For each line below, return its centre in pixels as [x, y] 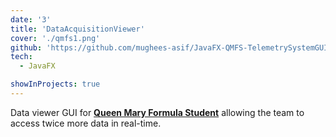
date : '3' [31, 19]
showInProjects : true [55, 84]
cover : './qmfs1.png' [55, 38]
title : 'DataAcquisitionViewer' [77, 29]
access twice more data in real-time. [86, 123]
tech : [21, 57]
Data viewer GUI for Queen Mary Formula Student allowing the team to [157, 112]
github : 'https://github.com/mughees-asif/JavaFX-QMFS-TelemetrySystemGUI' [171, 47]
